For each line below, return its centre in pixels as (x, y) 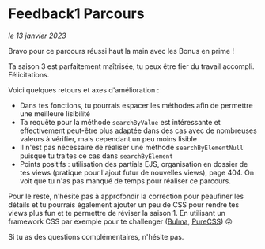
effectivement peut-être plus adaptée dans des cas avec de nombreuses (138, 130)
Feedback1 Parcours (76, 14)
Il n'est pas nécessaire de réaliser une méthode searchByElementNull (131, 147)
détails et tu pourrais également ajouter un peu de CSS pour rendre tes (124, 204)
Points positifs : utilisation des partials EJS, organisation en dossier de (134, 164)
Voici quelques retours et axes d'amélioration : (84, 90)
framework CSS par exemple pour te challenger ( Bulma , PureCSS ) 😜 (121, 221)
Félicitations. (29, 74)
